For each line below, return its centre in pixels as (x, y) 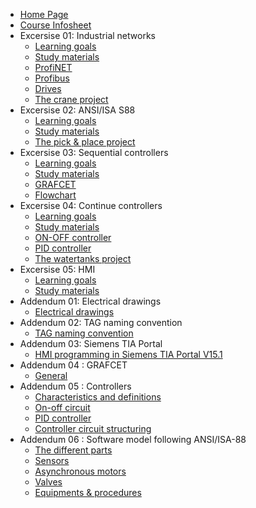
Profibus (52, 78)
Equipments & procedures (88, 492)
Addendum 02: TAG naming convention (101, 322)
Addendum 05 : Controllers (75, 386)
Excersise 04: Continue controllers (91, 205)
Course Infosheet (55, 25)
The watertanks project (83, 258)
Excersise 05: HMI (57, 269)
